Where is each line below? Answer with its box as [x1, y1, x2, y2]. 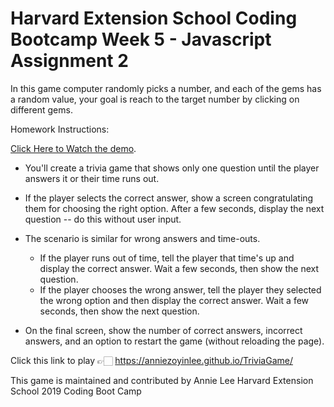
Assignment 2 [10, 50, 129, 72]
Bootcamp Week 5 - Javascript [10, 28, 272, 51]
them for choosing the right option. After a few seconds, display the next [24, 202, 325, 214]
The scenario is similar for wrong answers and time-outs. [24, 232, 261, 244]
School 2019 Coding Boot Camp [10, 385, 142, 397]
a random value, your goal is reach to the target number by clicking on [10, 93, 300, 105]
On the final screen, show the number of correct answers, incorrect [24, 324, 303, 336]
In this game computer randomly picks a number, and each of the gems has [10, 82, 322, 94]
